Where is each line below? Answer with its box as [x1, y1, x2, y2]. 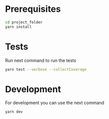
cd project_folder [5, 20, 43, 25]
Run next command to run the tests [5, 57, 76, 63]
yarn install [5, 24, 32, 29]
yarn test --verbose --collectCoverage [5, 67, 87, 72]
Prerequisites [5, 3, 61, 15]
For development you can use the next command [5, 100, 105, 106]
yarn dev [5, 110, 23, 115]
